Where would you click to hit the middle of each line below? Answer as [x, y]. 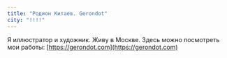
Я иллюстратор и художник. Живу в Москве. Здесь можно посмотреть [113, 39]
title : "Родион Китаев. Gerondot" [58, 13]
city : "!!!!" [26, 20]
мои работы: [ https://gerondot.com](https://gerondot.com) [93, 47]
